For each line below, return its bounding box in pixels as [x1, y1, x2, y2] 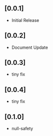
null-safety [11, 126, 33, 132]
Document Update [11, 44, 48, 50]
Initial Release [11, 17, 40, 23]
